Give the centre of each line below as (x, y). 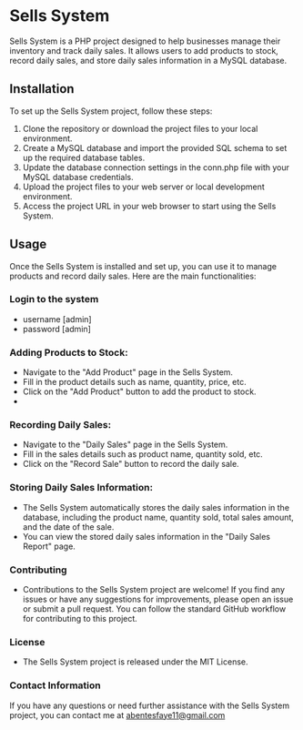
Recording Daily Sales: (61, 425)
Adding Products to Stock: (69, 352)
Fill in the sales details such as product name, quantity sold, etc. (143, 454)
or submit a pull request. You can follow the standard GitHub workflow (154, 609)
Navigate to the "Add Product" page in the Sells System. (128, 372)
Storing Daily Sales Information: (81, 488)
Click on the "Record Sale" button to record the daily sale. (131, 464)
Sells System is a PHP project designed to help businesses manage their (145, 41)
